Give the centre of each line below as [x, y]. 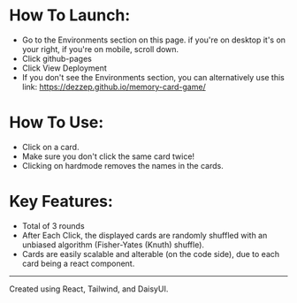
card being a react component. [78, 263]
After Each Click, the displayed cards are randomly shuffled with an [145, 235]
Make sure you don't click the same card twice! [108, 156]
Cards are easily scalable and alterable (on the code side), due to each [151, 254]
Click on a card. [50, 147]
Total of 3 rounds [53, 225]
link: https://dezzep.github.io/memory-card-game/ [114, 87]
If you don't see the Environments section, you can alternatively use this [153, 77]
